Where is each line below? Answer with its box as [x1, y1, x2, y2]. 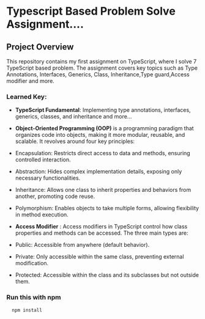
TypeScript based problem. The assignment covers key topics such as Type [6, 64, 198, 71]
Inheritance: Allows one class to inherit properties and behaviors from [15, 186, 192, 194]
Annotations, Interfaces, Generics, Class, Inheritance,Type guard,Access [6, 71, 190, 78]
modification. [15, 260, 49, 267]
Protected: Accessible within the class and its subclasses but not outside [15, 271, 199, 279]
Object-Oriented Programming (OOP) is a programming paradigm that [15, 125, 194, 132]
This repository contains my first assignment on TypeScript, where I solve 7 [6, 58, 197, 65]
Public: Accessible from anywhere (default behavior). [15, 241, 150, 249]
